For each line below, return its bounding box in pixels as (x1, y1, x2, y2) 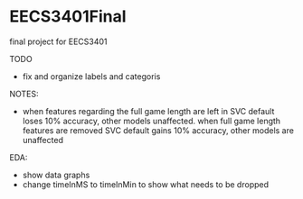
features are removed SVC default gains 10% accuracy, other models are (22, 124, 294, 136)
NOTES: (9, 88, 39, 99)
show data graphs (22, 169, 90, 180)
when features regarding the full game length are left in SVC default (22, 105, 275, 116)
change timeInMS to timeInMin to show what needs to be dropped (22, 178, 270, 190)
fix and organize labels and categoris (22, 70, 161, 82)
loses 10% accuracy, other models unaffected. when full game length (22, 115, 281, 126)
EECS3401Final (9, 6, 127, 27)
